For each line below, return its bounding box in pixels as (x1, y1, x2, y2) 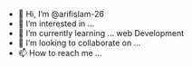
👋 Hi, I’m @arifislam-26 (17, 9, 104, 19)
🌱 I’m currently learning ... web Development (17, 28, 185, 38)
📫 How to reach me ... (17, 48, 102, 58)
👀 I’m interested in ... (17, 18, 95, 29)
